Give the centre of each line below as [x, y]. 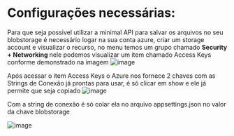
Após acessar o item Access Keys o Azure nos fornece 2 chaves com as [111, 76]
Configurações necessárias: [92, 13]
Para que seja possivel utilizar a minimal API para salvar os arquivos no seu [115, 32]
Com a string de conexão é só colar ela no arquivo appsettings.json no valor [117, 104]
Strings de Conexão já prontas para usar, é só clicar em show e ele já [107, 83]
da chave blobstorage [39, 111]
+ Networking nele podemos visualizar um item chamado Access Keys [109, 55]
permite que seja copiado [44, 90]
